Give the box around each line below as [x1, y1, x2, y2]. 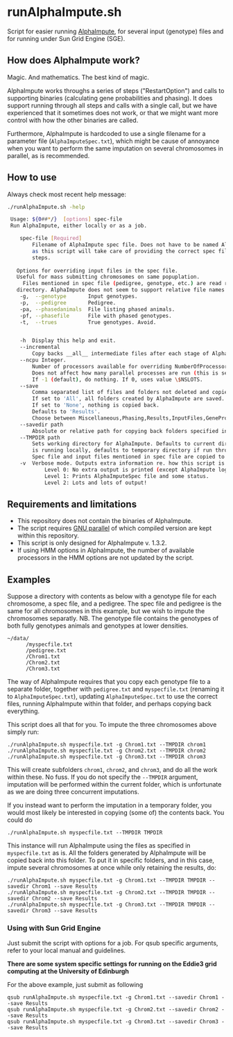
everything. [7, 707, 40, 715]
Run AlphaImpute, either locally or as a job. [10, 223, 148, 230]
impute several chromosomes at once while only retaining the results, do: [7, 864, 216, 872]
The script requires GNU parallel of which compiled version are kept [17, 524, 212, 533]
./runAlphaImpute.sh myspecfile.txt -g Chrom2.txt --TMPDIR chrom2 [7, 747, 207, 755]
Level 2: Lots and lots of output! [44, 479, 148, 486]
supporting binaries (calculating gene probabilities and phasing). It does [7, 94, 213, 102]
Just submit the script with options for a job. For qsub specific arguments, [7, 939, 218, 948]
